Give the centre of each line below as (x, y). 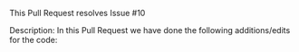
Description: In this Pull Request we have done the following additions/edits (150, 30)
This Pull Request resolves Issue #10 (77, 13)
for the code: (34, 40)
